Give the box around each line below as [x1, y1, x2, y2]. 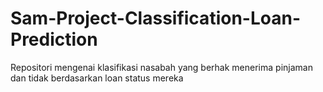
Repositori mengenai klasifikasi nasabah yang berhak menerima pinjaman [10, 61, 313, 73]
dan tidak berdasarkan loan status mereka [10, 72, 184, 84]
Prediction [10, 28, 98, 51]
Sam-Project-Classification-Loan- [10, 7, 301, 30]
